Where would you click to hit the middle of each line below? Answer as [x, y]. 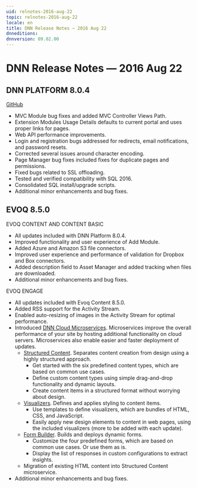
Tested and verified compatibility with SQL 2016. [73, 179]
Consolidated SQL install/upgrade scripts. [65, 185]
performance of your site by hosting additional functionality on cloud [98, 334]
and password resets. [41, 147]
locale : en [19, 22]
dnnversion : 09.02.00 [33, 39]
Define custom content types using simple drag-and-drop [102, 378]
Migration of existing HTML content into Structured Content [96, 466]
